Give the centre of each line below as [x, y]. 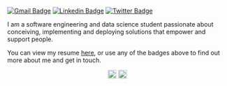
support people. [30, 39]
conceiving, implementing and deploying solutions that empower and [107, 32]
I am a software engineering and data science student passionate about [110, 24]
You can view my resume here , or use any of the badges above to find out [113, 53]
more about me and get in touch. [54, 60]
